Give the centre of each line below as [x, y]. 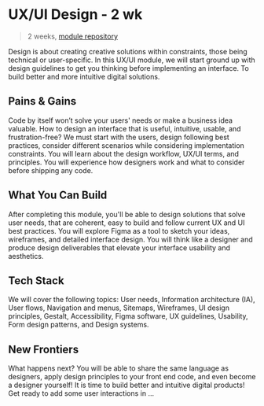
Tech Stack [36, 281]
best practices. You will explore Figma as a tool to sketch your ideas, [119, 231]
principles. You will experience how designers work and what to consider [126, 162]
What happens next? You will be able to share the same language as [119, 368]
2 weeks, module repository [73, 36]
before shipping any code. [51, 170]
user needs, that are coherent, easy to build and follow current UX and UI [126, 223]
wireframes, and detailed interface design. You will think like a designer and [130, 239]
